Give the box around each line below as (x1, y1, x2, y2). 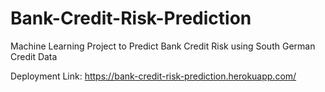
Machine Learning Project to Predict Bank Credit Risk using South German (10, 40, 316, 52)
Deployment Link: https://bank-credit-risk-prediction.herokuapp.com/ (10, 70, 297, 82)
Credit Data (10, 50, 58, 62)
